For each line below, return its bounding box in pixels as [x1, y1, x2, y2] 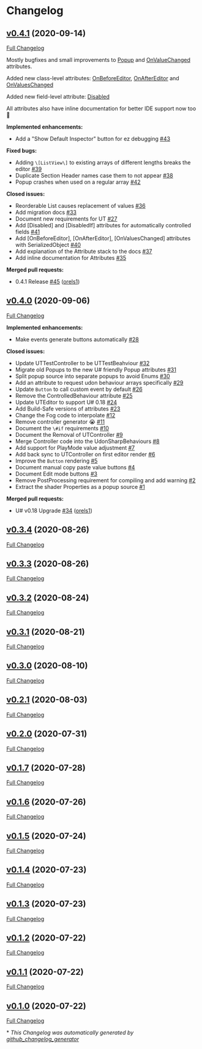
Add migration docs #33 [15, 209, 77, 216]
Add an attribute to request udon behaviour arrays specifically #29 [15, 379, 184, 386]
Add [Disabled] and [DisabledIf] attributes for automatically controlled [15, 222, 192, 229]
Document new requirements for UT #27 [15, 215, 118, 222]
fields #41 [15, 228, 40, 235]
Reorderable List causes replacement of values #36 [15, 202, 146, 209]
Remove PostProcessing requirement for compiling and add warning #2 [15, 476, 196, 484]
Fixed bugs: [6, 147, 37, 154]
